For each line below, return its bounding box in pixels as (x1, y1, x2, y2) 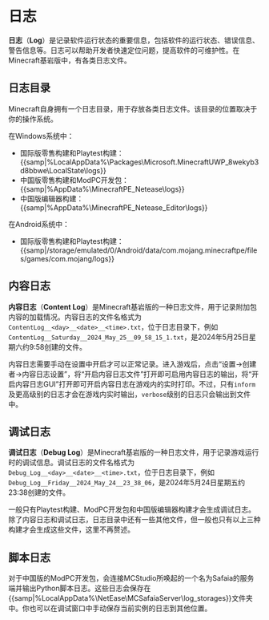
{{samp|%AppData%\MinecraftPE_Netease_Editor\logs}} (19, 202, 208, 213)
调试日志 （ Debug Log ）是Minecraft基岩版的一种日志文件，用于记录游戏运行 (8, 448, 259, 457)
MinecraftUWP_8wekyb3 (177, 157, 259, 167)
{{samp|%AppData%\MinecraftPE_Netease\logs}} (19, 184, 186, 193)
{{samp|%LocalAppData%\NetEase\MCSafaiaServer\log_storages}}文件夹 (8, 594, 254, 603)
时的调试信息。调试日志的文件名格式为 (8, 458, 134, 468)
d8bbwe (19, 165, 47, 175)
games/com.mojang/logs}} (26, 253, 114, 263)
